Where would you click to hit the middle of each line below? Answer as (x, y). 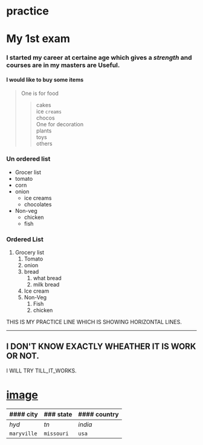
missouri (56, 433)
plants (44, 131)
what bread (47, 278)
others (44, 143)
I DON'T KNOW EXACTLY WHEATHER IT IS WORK (101, 347)
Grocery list (29, 253)
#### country (98, 414)
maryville (23, 433)
